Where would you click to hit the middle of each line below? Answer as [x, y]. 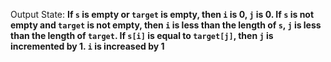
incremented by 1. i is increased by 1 [87, 46]
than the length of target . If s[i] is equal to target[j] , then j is [142, 35]
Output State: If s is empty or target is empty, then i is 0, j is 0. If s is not [162, 14]
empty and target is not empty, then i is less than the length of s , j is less [166, 25]
